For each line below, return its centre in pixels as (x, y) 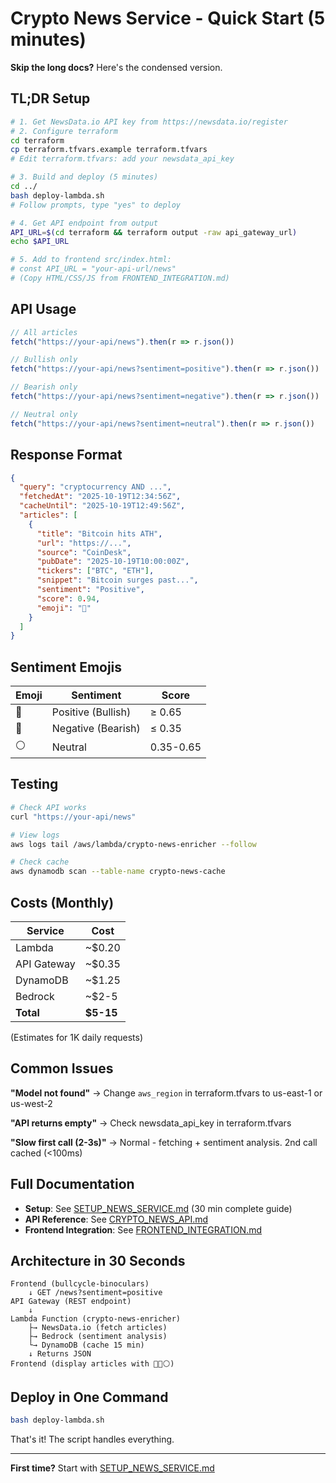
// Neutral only (44, 414)
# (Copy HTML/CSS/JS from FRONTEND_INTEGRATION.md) (120, 278)
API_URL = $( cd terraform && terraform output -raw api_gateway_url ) (154, 232)
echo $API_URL (40, 242)
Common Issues (62, 1068)
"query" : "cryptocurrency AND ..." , (95, 487)
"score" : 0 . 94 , (68, 598)
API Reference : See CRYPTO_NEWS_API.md (116, 1219)
